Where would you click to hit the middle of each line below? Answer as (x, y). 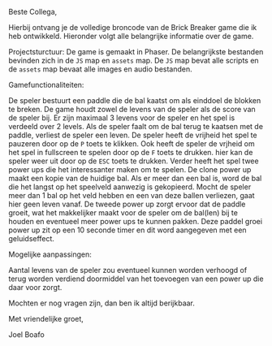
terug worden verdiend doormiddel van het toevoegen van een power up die (136, 279)
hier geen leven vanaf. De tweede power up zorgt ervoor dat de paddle (127, 204)
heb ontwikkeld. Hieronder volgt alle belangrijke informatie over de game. (131, 36)
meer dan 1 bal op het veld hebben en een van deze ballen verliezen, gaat (132, 195)
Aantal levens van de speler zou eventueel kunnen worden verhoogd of (128, 270)
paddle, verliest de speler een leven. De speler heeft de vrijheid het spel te (133, 135)
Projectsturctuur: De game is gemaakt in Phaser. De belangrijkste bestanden (136, 52)
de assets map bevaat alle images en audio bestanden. (100, 69)
